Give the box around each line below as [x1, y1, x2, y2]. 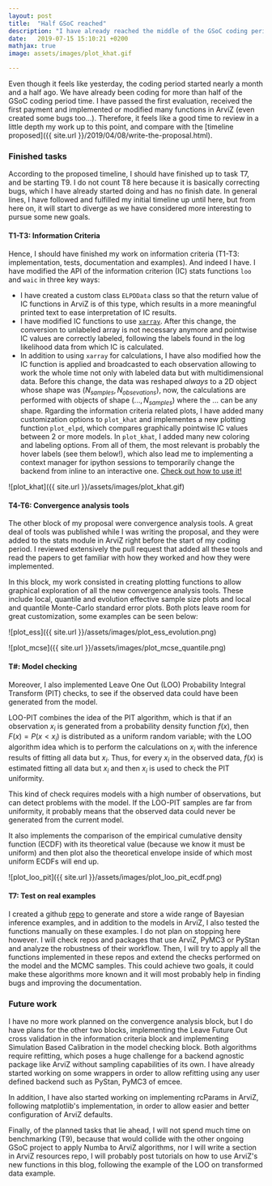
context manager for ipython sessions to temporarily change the [19, 458, 235, 467]
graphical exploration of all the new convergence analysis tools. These [8, 586, 244, 595]
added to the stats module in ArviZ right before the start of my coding [8, 535, 240, 545]
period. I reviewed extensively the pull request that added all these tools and [8, 544, 263, 554]
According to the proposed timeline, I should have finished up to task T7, [8, 169, 249, 179]
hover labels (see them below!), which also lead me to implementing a [19, 449, 253, 459]
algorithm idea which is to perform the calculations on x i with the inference [8, 742, 257, 753]
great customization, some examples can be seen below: [8, 612, 198, 621]
